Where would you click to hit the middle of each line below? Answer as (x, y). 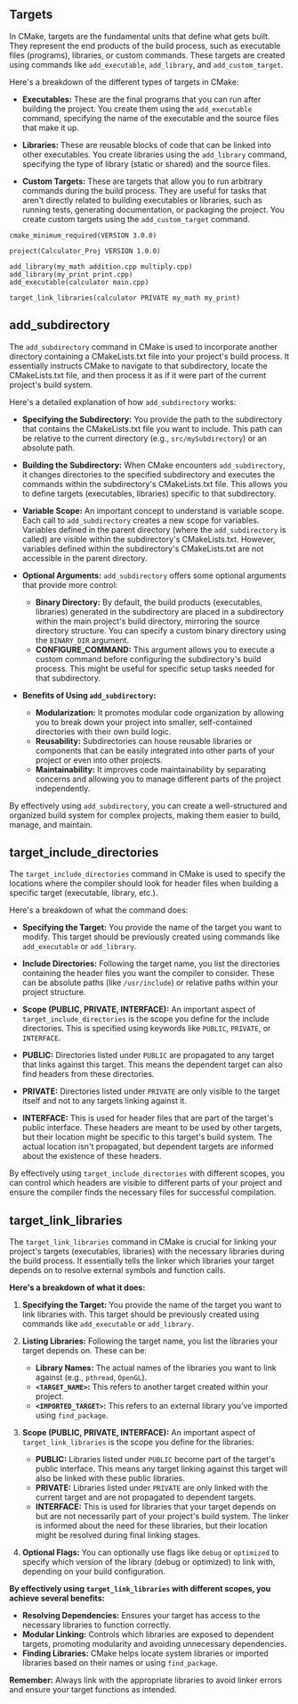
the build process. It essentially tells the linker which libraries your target (142, 1261)
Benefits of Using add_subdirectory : (89, 695)
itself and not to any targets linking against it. (104, 1101)
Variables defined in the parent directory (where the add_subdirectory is (154, 529)
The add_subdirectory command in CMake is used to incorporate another (144, 346)
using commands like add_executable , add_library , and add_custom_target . (146, 64)
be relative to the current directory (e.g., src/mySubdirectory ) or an (144, 438)
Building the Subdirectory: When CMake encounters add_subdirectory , (154, 465)
